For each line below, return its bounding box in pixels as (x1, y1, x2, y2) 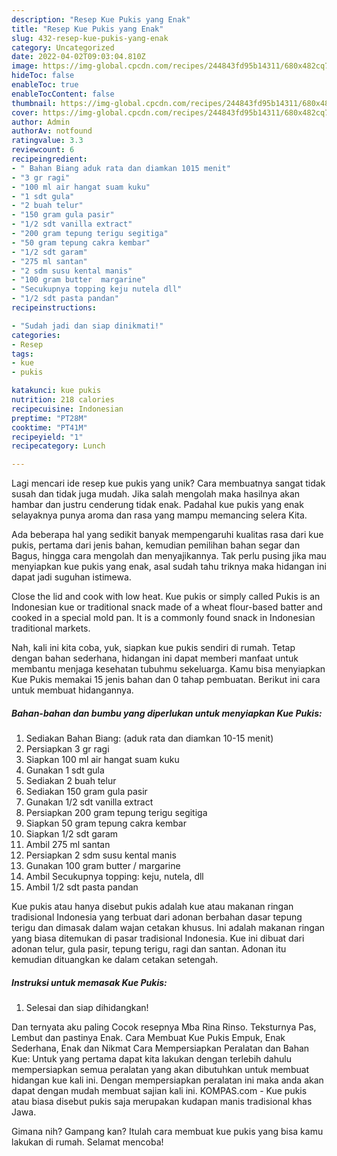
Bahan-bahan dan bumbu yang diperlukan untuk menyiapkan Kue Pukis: (11, 707, 323, 719)
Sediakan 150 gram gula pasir (25, 786, 148, 798)
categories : (11, 330, 61, 340)
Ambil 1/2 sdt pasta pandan (25, 881, 139, 893)
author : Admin (11, 117, 71, 127)
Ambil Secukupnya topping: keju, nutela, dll (25, 871, 204, 883)
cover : (11, 107, 39, 118)
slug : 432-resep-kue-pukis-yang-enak (11, 33, 169, 43)
